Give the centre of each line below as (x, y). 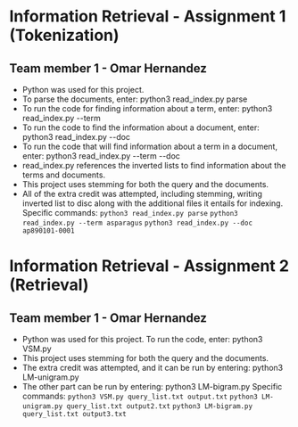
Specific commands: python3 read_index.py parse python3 (130, 213)
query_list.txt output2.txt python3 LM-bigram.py (159, 406)
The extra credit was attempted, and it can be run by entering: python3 (153, 368)
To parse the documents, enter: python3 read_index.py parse (135, 99)
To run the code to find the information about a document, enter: (141, 127)
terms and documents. (63, 175)
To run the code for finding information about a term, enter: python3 (147, 108)
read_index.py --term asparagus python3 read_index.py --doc (137, 223)
